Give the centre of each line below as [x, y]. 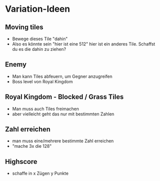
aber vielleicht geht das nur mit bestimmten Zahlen [63, 114]
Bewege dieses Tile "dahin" [40, 39]
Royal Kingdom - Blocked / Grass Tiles [64, 97]
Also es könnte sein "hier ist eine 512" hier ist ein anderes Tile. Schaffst [83, 44]
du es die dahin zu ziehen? [39, 49]
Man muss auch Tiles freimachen [46, 109]
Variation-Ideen [38, 9]
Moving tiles [24, 27]
